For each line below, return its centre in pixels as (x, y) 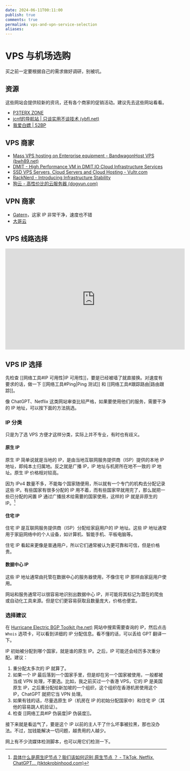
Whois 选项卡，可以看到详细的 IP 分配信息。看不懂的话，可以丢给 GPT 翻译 (84, 633)
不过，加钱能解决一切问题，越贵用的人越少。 (61, 730)
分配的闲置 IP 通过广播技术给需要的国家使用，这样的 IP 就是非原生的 (86, 496)
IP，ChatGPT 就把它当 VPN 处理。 (49, 694)
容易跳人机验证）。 (41, 707)
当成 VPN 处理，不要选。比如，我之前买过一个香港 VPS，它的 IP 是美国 (88, 681)
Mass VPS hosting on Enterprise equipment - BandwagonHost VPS (83, 156)
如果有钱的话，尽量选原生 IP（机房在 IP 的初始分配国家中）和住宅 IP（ (86, 700)
